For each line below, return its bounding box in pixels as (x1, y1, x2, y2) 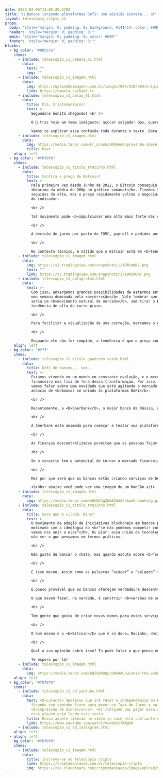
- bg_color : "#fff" (9, 347, 49, 353)
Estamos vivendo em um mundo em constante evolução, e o (31, 375, 149, 380)
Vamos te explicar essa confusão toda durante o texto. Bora (31, 128, 158, 134)
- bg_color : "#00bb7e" (9, 48, 55, 53)
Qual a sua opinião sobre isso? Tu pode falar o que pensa (31, 649, 153, 654)
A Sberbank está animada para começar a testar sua (31, 424, 138, 428)
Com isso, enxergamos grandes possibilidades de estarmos (31, 290, 151, 295)
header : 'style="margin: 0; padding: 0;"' (9, 30, 97, 35)
